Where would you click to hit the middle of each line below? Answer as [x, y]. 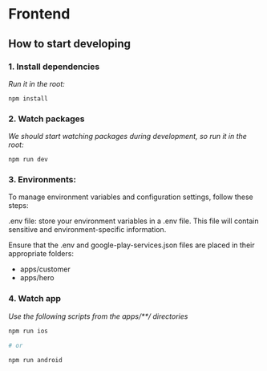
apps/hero [37, 278]
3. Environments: [42, 180]
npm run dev [28, 160]
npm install [28, 98]
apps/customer [45, 269]
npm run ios [28, 331]
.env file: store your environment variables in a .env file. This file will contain [133, 221]
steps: [18, 206]
